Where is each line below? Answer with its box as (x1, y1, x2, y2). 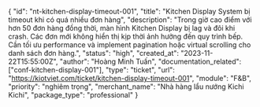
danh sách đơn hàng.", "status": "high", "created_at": (8, 49, 180, 57)
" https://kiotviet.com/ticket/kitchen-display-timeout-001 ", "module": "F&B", (8, 74, 252, 83)
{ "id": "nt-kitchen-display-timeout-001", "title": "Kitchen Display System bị (8, 7, 251, 16)
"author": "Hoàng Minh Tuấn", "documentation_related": (59, 57, 242, 66)
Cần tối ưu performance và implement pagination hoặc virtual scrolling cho (8, 40, 251, 50)
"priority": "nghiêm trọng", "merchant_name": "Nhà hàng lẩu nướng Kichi (8, 82, 244, 91)
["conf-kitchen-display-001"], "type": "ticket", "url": (8, 65, 176, 74)
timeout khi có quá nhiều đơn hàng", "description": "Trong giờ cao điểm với (8, 15, 252, 24)
